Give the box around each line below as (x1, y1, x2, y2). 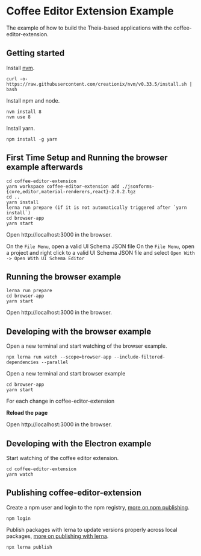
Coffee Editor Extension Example (6, 4, 174, 18)
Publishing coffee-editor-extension (6, 488, 142, 498)
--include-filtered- (114, 354, 165, 360)
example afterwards (6, 162, 83, 173)
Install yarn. (6, 124, 36, 132)
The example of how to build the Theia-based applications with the (6, 24, 173, 31)
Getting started (6, 48, 65, 59)
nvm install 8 (6, 109, 42, 115)
